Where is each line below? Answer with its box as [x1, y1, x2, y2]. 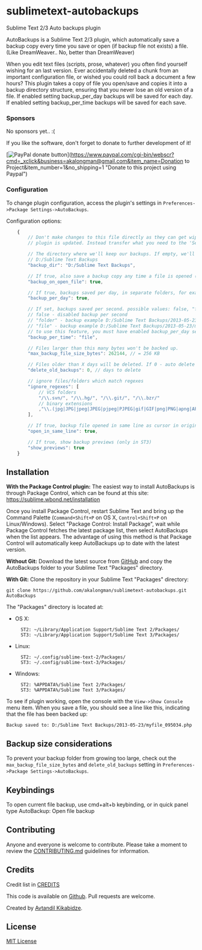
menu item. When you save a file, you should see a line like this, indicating [6, 704, 190, 712]
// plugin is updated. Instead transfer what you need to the [28, 240, 187, 246]
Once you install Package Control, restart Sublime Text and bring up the [6, 508, 184, 515]
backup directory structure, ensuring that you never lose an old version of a [6, 86, 194, 93]
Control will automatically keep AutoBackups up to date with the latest [6, 540, 180, 547]
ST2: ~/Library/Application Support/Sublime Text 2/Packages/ [20, 626, 180, 633]
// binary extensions [38, 400, 93, 407]
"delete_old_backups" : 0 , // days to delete [28, 367, 141, 374]
